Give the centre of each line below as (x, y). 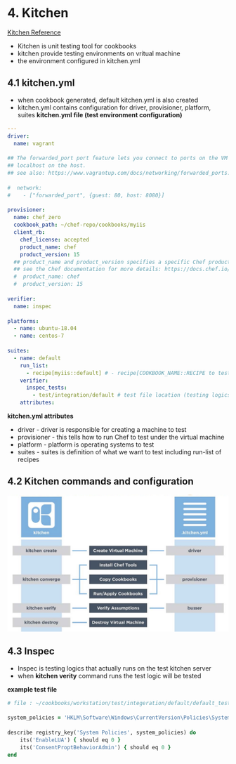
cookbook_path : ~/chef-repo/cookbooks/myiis (80, 225)
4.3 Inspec (31, 651)
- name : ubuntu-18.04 (45, 329)
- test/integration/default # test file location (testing (121, 395)
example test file (32, 689)
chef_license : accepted (55, 239)
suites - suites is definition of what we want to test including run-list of (119, 452)
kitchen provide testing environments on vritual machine (99, 53)
